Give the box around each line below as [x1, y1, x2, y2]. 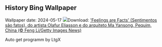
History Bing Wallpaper [5, 4, 77, 12]
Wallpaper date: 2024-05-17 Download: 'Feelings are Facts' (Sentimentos [5, 17, 157, 23]
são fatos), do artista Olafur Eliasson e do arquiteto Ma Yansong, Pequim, [5, 22, 152, 28]
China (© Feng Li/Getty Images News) [5, 27, 82, 33]
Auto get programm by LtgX [5, 36, 61, 42]
